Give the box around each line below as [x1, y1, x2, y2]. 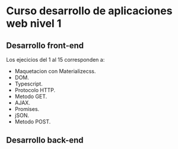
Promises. [14, 106, 40, 112]
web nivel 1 [6, 17, 62, 30]
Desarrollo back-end [6, 135, 84, 145]
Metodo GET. [14, 93, 47, 100]
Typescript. [14, 80, 43, 87]
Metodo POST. [14, 118, 51, 125]
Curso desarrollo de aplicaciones [6, 4, 173, 18]
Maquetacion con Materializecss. [14, 68, 96, 75]
